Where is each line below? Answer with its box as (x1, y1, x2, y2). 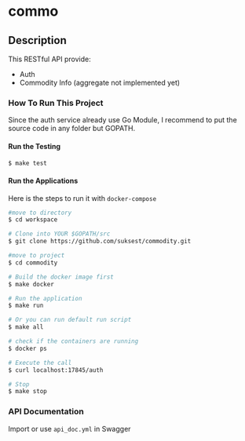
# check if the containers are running (8, 337, 139, 345)
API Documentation (8, 406, 85, 417)
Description (8, 34, 67, 47)
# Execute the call (8, 359, 72, 366)
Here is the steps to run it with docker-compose (8, 193, 157, 202)
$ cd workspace (8, 216, 58, 224)
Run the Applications (8, 176, 79, 185)
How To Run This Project (8, 97, 104, 108)
